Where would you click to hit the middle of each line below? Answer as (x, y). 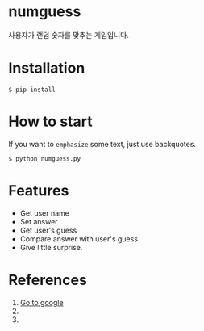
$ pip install (32, 90)
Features (39, 191)
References (48, 280)
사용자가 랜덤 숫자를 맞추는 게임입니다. (69, 35)
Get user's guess (48, 230)
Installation (47, 68)
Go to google (42, 302)
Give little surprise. (51, 247)
